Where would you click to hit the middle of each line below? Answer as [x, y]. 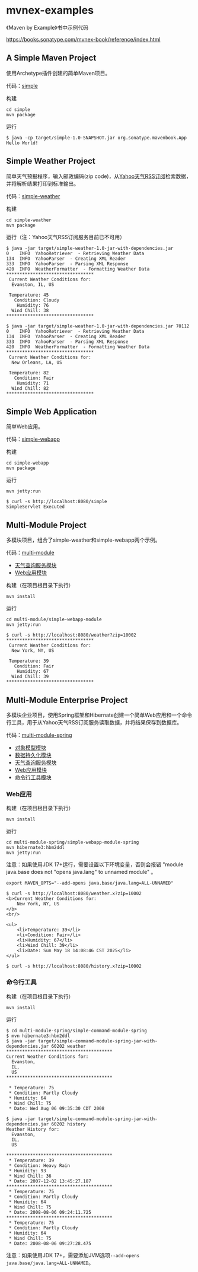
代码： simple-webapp [33, 439]
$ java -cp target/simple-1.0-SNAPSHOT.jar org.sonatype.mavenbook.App [96, 138]
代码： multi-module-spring [39, 735]
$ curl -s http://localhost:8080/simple [57, 502]
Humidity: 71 [33, 383]
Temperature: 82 [29, 373]
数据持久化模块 [33, 755]
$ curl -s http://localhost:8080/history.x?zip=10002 [74, 966]
